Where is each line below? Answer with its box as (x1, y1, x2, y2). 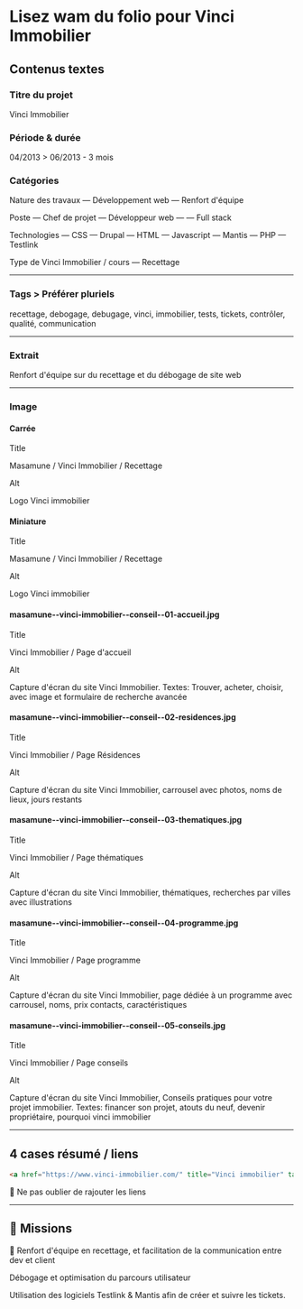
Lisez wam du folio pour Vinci (9, 6, 234, 27)
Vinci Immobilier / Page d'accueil (9, 647, 132, 658)
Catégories (9, 174, 60, 187)
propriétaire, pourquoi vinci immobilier (9, 1111, 151, 1122)
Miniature (9, 516, 47, 527)
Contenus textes (9, 61, 106, 77)
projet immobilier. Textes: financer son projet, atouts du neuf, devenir (9, 1102, 266, 1113)
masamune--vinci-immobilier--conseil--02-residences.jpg (9, 712, 236, 723)
